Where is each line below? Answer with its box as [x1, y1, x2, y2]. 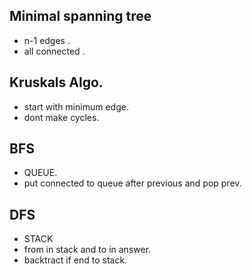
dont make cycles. [23, 111, 100, 123]
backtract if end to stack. [23, 254, 128, 266]
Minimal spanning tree [9, 8, 152, 25]
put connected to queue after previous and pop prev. [23, 177, 242, 189]
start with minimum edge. [23, 100, 129, 113]
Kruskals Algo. [9, 74, 104, 91]
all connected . [23, 45, 86, 57]
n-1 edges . [23, 34, 71, 46]
